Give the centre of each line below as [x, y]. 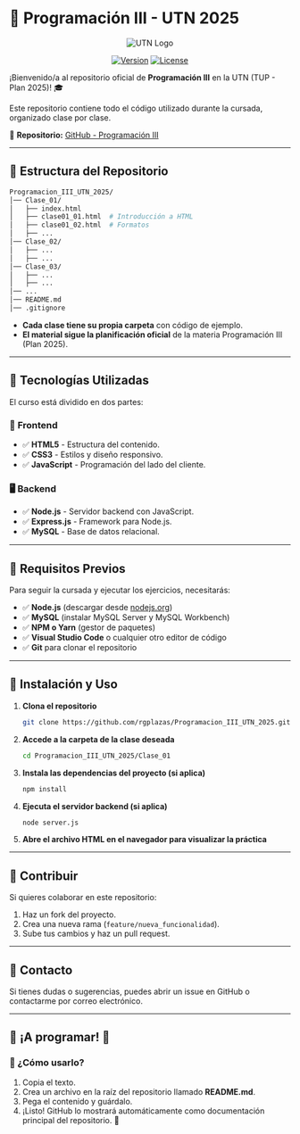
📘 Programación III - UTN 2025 [124, 18]
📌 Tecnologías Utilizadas [79, 381]
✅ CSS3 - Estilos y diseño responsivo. [92, 454]
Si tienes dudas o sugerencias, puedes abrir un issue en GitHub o [129, 992]
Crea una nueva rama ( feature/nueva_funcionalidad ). [121, 924]
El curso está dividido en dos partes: [76, 401]
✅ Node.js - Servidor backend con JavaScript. [108, 511]
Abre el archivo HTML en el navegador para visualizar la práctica [145, 840]
